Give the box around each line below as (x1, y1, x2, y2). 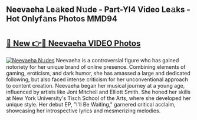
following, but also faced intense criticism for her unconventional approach (6, 76, 188, 83)
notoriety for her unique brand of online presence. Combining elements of (6, 64, 186, 70)
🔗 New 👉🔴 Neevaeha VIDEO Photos (6, 38, 141, 48)
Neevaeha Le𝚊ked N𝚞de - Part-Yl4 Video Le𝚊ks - (6, 5, 191, 15)
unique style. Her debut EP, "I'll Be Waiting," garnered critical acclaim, (6, 101, 176, 108)
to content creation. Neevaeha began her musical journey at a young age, (6, 82, 185, 89)
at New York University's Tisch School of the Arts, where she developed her (6, 95, 191, 102)
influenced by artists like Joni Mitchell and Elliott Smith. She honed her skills (6, 88, 191, 95)
